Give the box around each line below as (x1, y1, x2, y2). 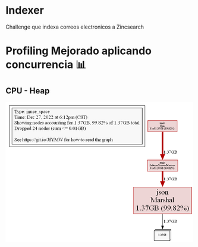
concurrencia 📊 (5, 58, 87, 71)
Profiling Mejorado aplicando (5, 44, 152, 58)
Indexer (5, 4, 44, 17)
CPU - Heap (5, 86, 50, 96)
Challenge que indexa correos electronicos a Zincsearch (5, 23, 144, 30)
